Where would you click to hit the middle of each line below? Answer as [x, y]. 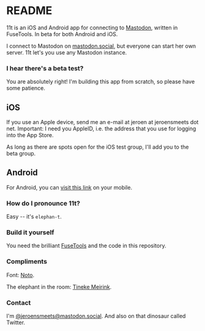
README [29, 11]
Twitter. [16, 322]
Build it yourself [30, 232]
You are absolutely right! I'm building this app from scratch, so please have [101, 82]
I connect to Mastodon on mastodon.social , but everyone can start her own [101, 46]
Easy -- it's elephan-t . [34, 217]
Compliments [27, 262]
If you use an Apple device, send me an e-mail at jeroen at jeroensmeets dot [102, 122]
